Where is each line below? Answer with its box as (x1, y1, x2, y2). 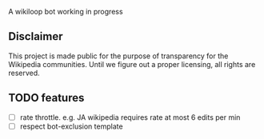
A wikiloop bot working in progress (8, 7, 123, 16)
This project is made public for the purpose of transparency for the (8, 51, 229, 61)
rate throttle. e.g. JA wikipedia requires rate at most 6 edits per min (19, 112, 241, 122)
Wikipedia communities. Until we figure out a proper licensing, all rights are (8, 59, 256, 69)
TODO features (8, 91, 85, 105)
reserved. (8, 68, 40, 77)
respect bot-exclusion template (19, 121, 123, 131)
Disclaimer (8, 30, 63, 43)
